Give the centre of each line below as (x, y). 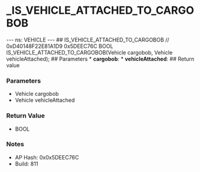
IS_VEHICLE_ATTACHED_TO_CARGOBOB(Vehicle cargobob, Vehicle (89, 52)
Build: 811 (26, 164)
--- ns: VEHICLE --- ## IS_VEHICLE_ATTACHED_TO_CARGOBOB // (88, 40)
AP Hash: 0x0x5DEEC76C (47, 157)
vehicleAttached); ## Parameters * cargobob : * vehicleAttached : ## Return (100, 59)
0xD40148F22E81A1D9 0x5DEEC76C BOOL (60, 46)
